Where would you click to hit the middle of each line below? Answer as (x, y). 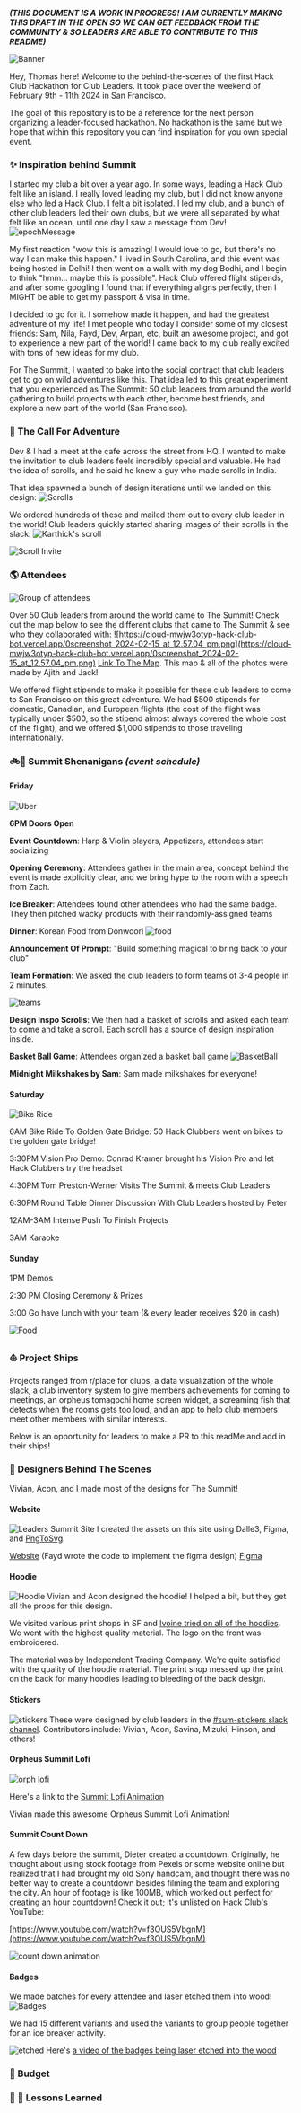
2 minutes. (29, 985)
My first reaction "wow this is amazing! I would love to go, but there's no (142, 250)
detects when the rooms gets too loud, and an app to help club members (143, 1409)
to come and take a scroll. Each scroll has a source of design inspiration (142, 1030)
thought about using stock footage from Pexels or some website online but (147, 1864)
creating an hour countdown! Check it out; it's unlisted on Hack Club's (139, 1902)
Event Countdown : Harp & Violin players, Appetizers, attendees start (137, 841)
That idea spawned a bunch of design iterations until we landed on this (140, 488)
